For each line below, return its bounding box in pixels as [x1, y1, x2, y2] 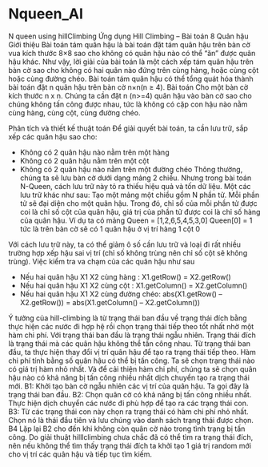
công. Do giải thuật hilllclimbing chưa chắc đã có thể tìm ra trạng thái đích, [8, 432, 254, 441]
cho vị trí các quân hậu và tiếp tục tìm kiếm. [8, 449, 153, 459]
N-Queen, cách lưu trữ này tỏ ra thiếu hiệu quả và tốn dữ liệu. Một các [19, 181, 251, 191]
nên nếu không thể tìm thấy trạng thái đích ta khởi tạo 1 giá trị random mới [8, 441, 252, 450]
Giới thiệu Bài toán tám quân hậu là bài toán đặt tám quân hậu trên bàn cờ [8, 39, 250, 49]
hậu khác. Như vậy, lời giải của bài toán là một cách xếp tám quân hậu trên [8, 57, 254, 66]
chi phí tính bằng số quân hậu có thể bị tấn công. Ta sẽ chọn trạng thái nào [8, 356, 255, 365]
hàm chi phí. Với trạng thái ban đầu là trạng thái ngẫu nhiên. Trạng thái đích [8, 330, 256, 340]
